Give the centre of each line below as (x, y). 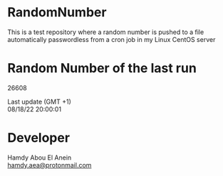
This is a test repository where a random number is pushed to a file (106, 32)
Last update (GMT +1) (39, 101)
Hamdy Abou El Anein (40, 158)
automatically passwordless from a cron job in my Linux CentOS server (111, 39)
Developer (38, 138)
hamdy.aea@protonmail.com (50, 165)
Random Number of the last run (102, 68)
